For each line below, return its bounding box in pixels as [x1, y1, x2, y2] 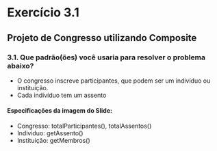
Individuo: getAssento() [16, 129, 84, 137]
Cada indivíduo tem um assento [16, 91, 107, 99]
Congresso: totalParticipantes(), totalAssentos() [16, 122, 152, 131]
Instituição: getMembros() [16, 137, 90, 145]
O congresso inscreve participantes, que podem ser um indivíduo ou [16, 77, 211, 85]
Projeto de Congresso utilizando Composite [7, 32, 197, 44]
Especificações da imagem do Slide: [7, 107, 113, 115]
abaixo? [7, 61, 34, 70]
